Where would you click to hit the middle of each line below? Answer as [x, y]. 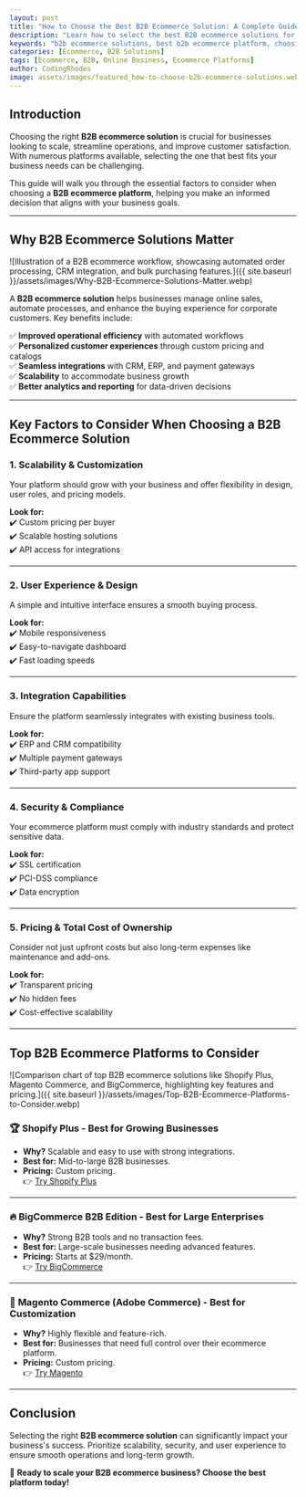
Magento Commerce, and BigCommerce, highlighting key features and [142, 1085]
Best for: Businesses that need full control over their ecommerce [144, 1343]
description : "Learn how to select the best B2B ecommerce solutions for [153, 35]
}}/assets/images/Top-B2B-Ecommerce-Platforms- [194, 1094]
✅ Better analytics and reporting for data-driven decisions [121, 387]
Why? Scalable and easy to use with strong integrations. [128, 1152]
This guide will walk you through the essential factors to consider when [143, 183]
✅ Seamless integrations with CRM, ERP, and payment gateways [132, 366]
